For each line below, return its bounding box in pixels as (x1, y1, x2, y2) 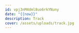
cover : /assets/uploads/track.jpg (5, 20, 75, 26)
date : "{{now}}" (5, 12, 38, 16)
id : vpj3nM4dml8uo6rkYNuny (5, 7, 59, 12)
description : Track (5, 16, 44, 21)
